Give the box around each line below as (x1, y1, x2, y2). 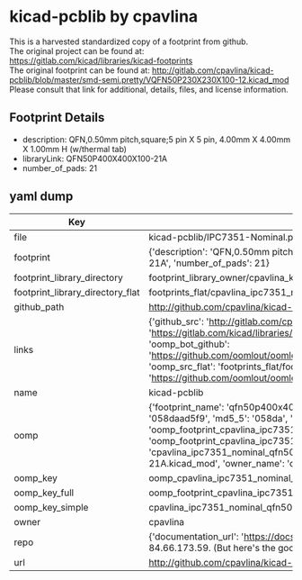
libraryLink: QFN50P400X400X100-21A (22, 153, 168, 164)
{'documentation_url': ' (147, 530, 244, 542)
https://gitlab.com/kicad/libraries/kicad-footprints (9, 55, 193, 66)
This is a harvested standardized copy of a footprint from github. (9, 36, 249, 47)
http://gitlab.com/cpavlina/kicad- (151, 65, 274, 76)
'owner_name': (222, 457, 285, 469)
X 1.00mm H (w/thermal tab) (22, 143, 128, 154)
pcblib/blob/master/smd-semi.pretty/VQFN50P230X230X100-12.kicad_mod (9, 74, 289, 85)
